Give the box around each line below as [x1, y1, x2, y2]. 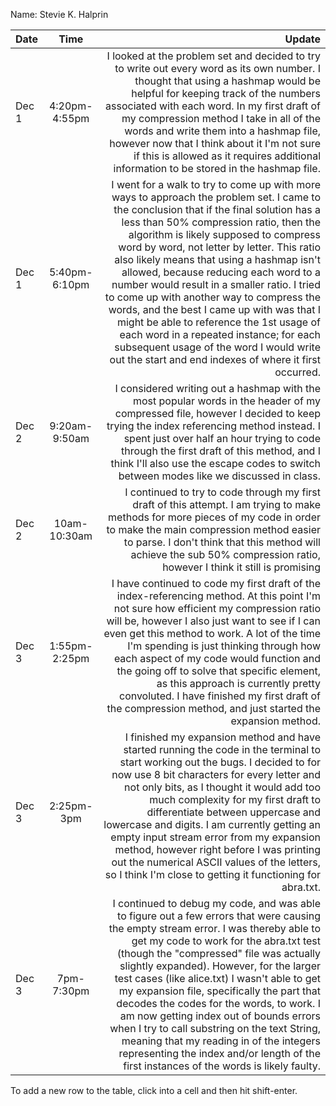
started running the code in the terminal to [123, 743, 321, 756]
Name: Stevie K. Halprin [10, 9, 109, 20]
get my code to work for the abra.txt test [131, 934, 321, 948]
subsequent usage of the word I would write [114, 340, 321, 354]
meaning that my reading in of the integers [121, 1034, 321, 1048]
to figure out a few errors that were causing [117, 909, 321, 923]
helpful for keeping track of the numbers [131, 87, 321, 100]
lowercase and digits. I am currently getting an [103, 818, 321, 831]
